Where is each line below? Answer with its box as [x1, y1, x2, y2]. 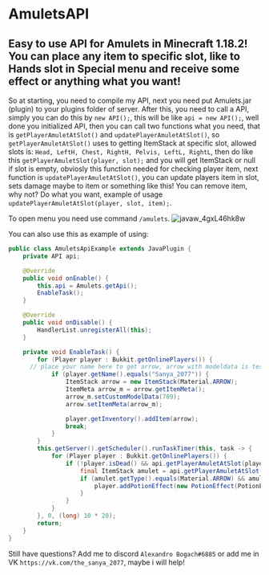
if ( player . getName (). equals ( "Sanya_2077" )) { [50, 370, 210, 378]
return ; [37, 519, 62, 527]
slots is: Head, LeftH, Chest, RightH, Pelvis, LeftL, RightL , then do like [8, 147, 254, 157]
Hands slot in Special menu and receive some [8, 62, 240, 75]
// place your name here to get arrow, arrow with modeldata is [29, 363, 249, 371]
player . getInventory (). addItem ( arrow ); [65, 414, 199, 422]
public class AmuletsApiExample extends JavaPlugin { [8, 245, 192, 253]
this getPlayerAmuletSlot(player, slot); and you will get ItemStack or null [8, 156, 256, 165]
